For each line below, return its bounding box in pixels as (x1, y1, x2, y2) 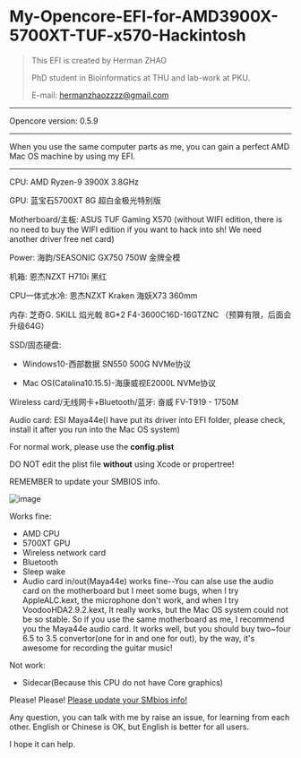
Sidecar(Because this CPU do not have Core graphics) (21, 676, 224, 687)
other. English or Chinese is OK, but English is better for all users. (9, 721, 250, 732)
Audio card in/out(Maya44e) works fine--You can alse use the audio (21, 575, 274, 586)
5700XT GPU (21, 538, 71, 548)
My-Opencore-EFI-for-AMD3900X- (9, 6, 279, 27)
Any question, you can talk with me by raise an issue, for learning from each (9, 711, 290, 722)
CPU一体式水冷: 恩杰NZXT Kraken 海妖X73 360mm (9, 289, 198, 301)
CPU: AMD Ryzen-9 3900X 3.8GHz (9, 177, 140, 187)
